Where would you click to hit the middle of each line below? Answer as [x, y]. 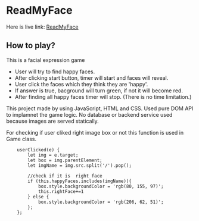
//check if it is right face [65, 176]
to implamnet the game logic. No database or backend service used [89, 114]
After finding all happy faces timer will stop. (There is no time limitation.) [103, 97]
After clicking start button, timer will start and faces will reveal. [91, 77]
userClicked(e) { [38, 150]
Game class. [21, 139]
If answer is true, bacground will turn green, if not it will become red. [99, 91]
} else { [38, 197]
